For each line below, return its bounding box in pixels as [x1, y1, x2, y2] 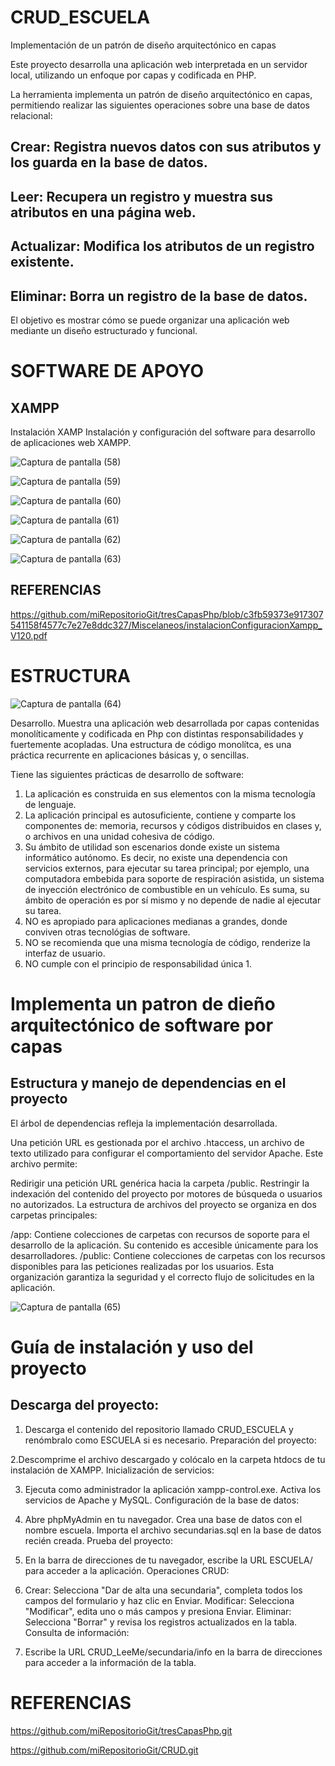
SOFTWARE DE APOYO [10, 360, 205, 383]
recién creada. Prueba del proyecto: [24, 1534, 173, 1546]
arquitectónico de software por [10, 1014, 274, 1036]
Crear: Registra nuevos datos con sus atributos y [10, 139, 322, 156]
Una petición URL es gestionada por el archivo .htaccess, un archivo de [10, 1136, 305, 1148]
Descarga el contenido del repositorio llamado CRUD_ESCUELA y [24, 1423, 294, 1435]
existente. [10, 254, 75, 271]
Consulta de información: [24, 1626, 130, 1638]
